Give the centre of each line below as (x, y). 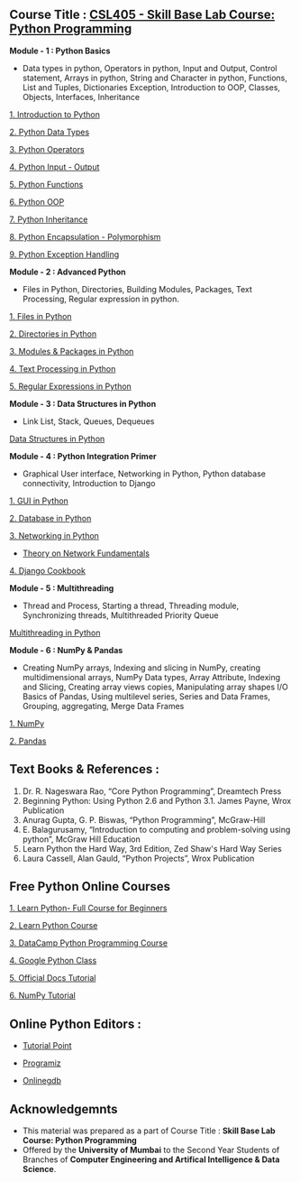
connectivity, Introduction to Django (89, 483)
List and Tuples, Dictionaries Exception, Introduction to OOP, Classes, (151, 87)
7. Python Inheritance (49, 219)
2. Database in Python (50, 518)
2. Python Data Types (50, 132)
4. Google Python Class (53, 961)
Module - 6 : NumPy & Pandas (66, 650)
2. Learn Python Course (54, 926)
